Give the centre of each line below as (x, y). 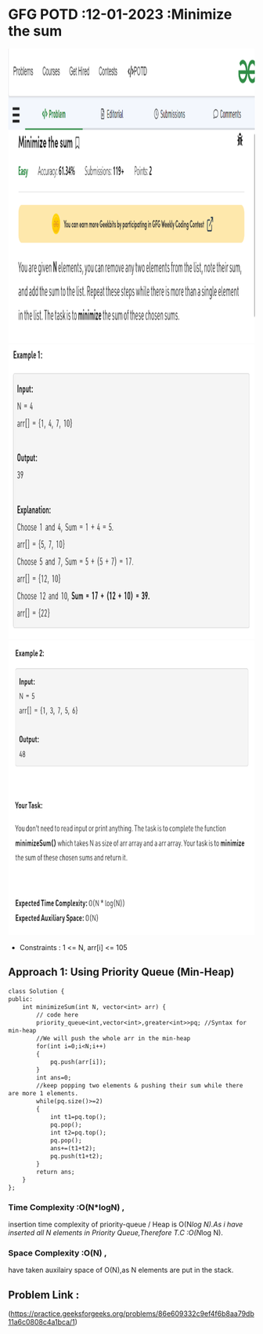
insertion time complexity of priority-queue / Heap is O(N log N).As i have (126, 1224)
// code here (58, 1014)
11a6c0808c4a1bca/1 (42, 1322)
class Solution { (36, 991)
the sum (35, 31)
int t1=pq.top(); (78, 1117)
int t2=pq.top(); (78, 1132)
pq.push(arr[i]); (78, 1062)
